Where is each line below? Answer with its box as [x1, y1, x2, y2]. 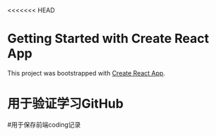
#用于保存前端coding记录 [7, 120, 81, 129]
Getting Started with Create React [7, 31, 210, 47]
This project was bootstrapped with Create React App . [7, 68, 166, 77]
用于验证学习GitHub [7, 96, 124, 112]
